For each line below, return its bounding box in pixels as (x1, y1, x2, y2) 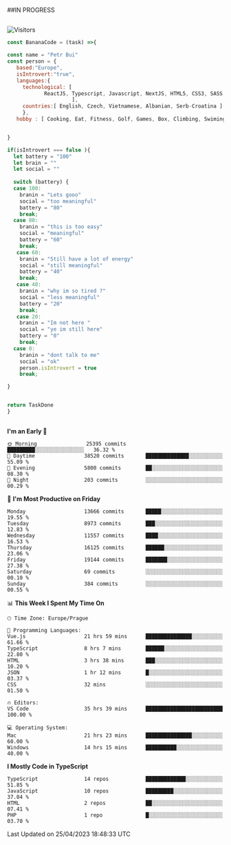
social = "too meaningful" (19, 198, 97, 205)
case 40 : (16, 281, 41, 288)
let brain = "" (13, 159, 57, 166)
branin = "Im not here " (19, 320, 91, 327)
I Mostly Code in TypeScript (7, 762, 88, 771)
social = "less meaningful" (19, 294, 100, 301)
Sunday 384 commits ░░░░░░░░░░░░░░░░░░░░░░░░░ (7, 580, 223, 588)
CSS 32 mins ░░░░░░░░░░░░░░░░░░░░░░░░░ (7, 682, 223, 689)
